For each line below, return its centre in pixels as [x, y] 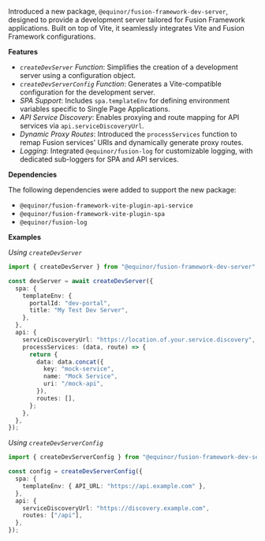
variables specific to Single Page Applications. [95, 109]
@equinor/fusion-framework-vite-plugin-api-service [106, 206]
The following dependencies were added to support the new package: [122, 190]
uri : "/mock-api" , [73, 384]
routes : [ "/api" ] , [52, 516]
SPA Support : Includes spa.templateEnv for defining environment [125, 101]
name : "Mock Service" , [80, 377]
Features [23, 52]
